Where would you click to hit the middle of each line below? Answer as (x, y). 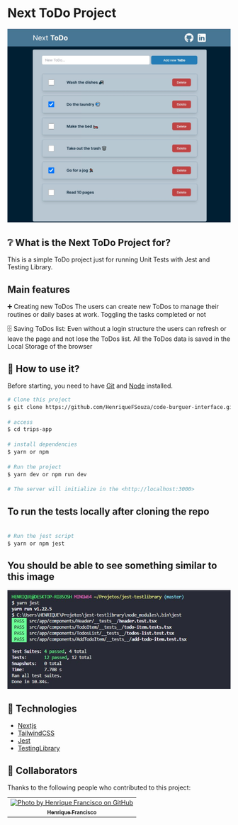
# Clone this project (39, 399)
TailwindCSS (36, 733)
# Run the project (34, 467)
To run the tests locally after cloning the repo (108, 511)
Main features (39, 290)
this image (31, 577)
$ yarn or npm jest (36, 544)
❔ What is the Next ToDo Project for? (89, 242)
